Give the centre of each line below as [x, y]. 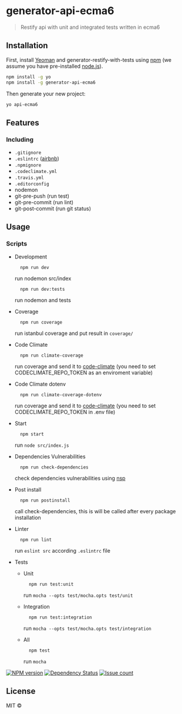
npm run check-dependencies [55, 467]
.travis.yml [29, 178]
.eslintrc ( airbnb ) [37, 159]
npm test [39, 650]
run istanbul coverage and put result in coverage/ [74, 333]
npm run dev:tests [43, 289]
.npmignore [28, 165]
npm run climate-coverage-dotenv [61, 395]
